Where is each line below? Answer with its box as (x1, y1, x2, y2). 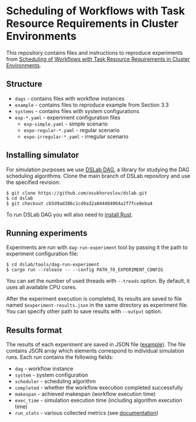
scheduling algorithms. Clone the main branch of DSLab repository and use (6, 172, 191, 179)
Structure (6, 79, 43, 89)
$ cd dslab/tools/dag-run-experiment (6, 262, 100, 268)
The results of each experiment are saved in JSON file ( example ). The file (6, 341, 186, 348)
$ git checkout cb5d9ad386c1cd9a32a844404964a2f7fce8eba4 (6, 201, 153, 207)
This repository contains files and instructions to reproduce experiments (6, 49, 183, 56)
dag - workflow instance (14, 365, 74, 373)
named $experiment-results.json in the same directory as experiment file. (6, 302, 188, 309)
